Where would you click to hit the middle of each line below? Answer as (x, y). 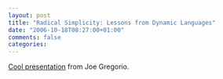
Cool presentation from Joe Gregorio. (69, 66)
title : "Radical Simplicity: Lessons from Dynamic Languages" (112, 23)
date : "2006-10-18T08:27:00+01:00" (66, 30)
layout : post (29, 15)
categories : (27, 45)
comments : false (35, 37)
